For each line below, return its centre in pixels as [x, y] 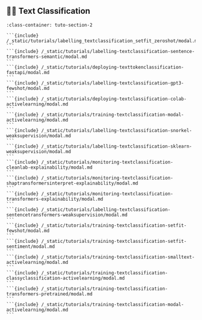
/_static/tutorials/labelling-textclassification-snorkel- [117, 130]
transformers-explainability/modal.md [55, 199]
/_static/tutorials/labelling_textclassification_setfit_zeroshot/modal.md [103, 41]
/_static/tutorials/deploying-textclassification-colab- [114, 99]
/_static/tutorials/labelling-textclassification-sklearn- [117, 146]
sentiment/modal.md [31, 246]
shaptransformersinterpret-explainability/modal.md [72, 183]
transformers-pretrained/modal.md [50, 294]
